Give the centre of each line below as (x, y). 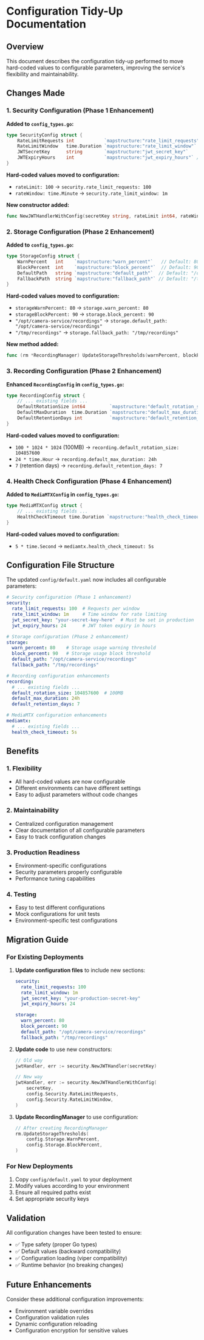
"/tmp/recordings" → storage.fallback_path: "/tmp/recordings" (97, 332)
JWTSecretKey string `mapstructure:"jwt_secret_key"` (103, 152)
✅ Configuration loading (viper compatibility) (71, 1258)
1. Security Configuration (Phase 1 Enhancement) (80, 111)
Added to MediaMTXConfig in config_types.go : (63, 495)
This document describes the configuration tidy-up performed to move (95, 61)
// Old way (29, 1060)
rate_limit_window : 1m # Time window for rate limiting (89, 615)
